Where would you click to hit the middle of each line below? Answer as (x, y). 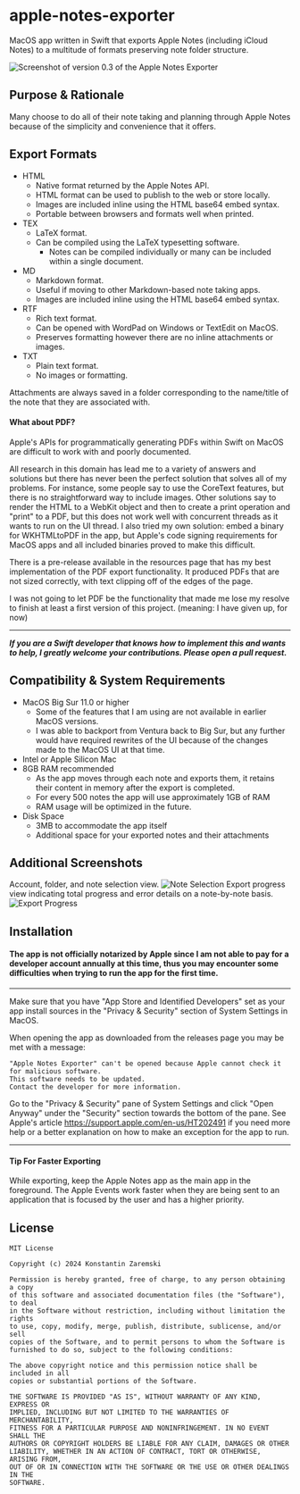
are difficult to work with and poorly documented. (100, 451)
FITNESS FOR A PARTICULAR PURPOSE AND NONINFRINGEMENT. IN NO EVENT (139, 1428)
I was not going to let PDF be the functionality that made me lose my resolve (150, 598)
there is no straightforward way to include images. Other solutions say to (143, 497)
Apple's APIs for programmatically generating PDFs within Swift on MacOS (146, 442)
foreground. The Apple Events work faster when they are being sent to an (144, 1190)
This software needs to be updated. (77, 1079)
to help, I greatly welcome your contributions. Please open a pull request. (148, 652)
